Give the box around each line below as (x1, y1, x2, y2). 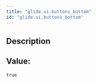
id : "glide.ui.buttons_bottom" (6, 14, 84, 20)
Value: (6, 56, 31, 66)
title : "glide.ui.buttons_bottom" (6, 8, 92, 15)
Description (6, 36, 51, 46)
